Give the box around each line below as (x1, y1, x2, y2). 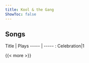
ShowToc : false (5, 12, 37, 17)
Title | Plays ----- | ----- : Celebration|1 (5, 43, 85, 49)
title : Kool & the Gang (5, 7, 54, 12)
